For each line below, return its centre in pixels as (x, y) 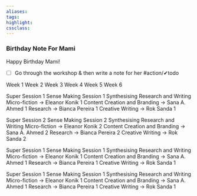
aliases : (17, 11)
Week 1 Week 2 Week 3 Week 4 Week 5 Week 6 (64, 84)
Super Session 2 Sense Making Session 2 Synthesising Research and (91, 120)
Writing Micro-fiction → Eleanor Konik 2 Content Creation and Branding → (96, 126)
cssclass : (18, 28)
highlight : (19, 22)
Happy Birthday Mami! (33, 61)
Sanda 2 (16, 138)
